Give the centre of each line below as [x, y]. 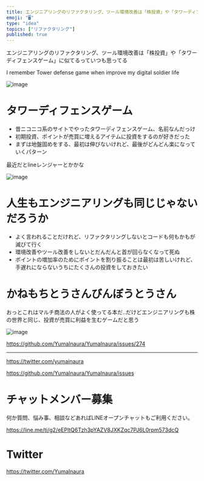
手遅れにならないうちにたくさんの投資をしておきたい [81, 267]
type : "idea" [23, 23]
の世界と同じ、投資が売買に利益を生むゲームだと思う [73, 319]
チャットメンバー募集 [59, 400]
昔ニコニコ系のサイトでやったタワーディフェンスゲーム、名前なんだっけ [105, 129]
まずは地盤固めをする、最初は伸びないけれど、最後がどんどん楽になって [105, 144]
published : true [27, 35]
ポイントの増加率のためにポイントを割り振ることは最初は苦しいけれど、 [105, 259]
